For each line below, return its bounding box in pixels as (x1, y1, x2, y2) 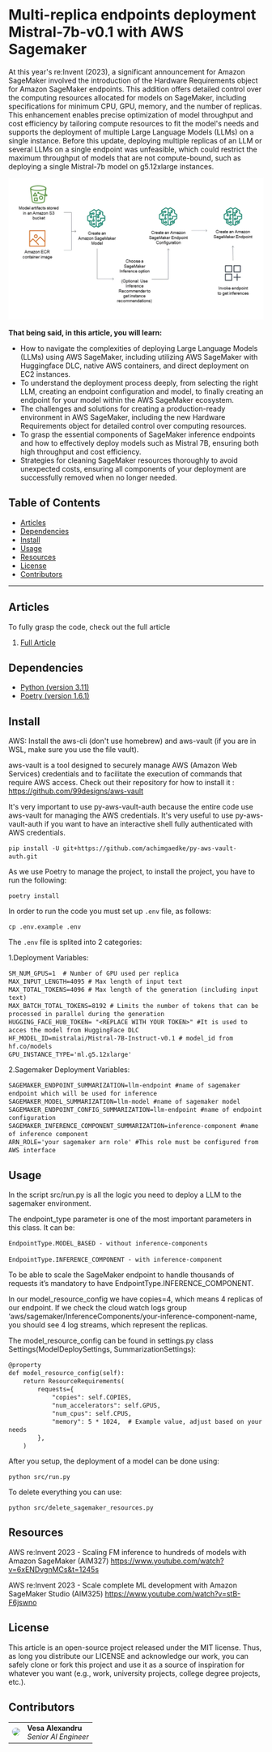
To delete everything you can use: (8, 1487, 122, 1497)
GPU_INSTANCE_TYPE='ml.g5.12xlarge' (8, 1051, 132, 1059)
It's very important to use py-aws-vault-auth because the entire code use (8, 802, 253, 812)
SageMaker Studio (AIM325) (8, 1588, 104, 1598)
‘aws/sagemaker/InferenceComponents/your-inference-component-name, (8, 1311, 257, 1322)
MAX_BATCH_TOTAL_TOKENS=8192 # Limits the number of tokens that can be (8, 1002, 259, 1011)
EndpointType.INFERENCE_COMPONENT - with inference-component (8, 1256, 223, 1264)
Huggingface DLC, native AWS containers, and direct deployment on (19, 361, 249, 370)
